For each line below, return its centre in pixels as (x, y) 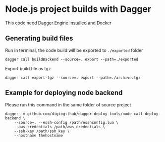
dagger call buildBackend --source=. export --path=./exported (72, 59)
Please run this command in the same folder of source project (68, 104)
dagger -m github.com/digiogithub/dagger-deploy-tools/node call (74, 114)
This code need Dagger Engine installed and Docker (58, 23)
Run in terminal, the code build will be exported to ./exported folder (74, 50)
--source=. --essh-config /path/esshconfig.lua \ (66, 122)
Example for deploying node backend (64, 93)
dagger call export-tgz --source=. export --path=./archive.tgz (73, 78)
